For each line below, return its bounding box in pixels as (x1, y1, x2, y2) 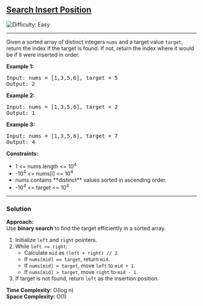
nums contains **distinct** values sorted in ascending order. (14, 176, 167, 183)
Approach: (6, 218, 34, 226)
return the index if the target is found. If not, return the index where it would (6, 45, 195, 52)
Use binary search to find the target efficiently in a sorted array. (6, 225, 166, 232)
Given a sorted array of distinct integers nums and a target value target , (6, 38, 183, 45)
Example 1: (6, 63, 34, 70)
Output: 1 (6, 109, 35, 116)
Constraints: (6, 150, 39, 157)
